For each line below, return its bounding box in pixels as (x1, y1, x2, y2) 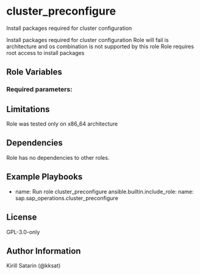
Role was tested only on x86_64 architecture (6, 120, 118, 127)
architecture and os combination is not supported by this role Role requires (6, 43, 194, 50)
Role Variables (6, 67, 62, 77)
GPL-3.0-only (6, 228, 40, 235)
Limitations (6, 104, 50, 114)
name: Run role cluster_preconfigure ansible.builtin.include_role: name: (15, 188, 194, 195)
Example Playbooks (6, 172, 83, 182)
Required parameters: (6, 85, 73, 94)
